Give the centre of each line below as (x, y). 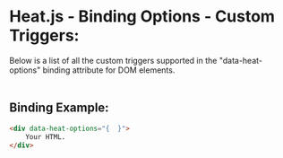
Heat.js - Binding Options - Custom (142, 17)
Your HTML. (46, 136)
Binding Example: (59, 108)
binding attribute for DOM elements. (109, 70)
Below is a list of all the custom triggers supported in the (113, 60)
